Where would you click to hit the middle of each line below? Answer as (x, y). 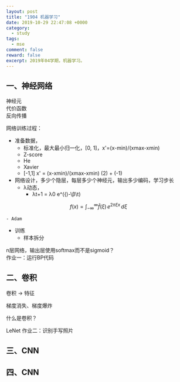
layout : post (22, 11)
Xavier (31, 167)
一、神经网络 (29, 86)
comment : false (25, 50)
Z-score (33, 155)
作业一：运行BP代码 (30, 257)
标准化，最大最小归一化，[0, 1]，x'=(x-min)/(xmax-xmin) (91, 148)
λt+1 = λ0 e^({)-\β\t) (56, 194)
